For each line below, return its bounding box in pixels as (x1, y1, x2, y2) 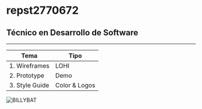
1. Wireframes (9, 62, 50, 69)
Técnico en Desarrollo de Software (6, 28, 138, 38)
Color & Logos (55, 81, 96, 89)
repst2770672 (6, 4, 79, 17)
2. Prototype (9, 71, 44, 80)
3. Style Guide (9, 81, 49, 89)
